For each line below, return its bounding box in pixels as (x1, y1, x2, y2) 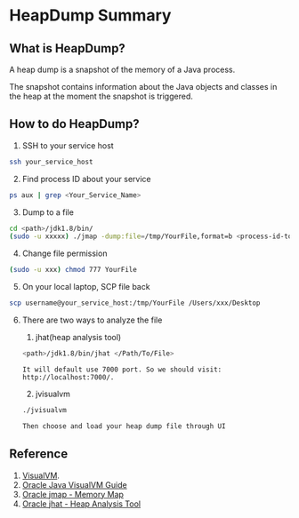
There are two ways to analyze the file (21, 315, 163, 325)
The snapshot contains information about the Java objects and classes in (9, 82, 278, 92)
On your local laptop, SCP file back (21, 282, 150, 292)
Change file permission (21, 248, 108, 259)
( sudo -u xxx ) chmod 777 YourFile (9, 266, 138, 275)
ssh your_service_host (9, 157, 93, 166)
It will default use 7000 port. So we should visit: (21, 365, 222, 374)
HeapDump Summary (9, 5, 172, 26)
